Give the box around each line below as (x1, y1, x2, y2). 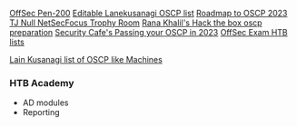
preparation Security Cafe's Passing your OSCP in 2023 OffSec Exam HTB (9, 27, 288, 37)
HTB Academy (9, 76, 74, 89)
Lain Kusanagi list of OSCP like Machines (9, 54, 163, 64)
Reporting (22, 107, 61, 118)
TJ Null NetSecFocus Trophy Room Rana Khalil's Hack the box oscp (9, 17, 262, 28)
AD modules (22, 97, 69, 108)
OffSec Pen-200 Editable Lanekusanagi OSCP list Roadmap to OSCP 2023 (9, 8, 288, 18)
